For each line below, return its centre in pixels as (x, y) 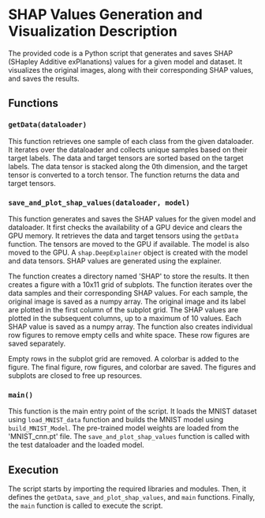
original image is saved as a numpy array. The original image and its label (127, 301)
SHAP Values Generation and (105, 15)
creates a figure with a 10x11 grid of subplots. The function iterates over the (131, 284)
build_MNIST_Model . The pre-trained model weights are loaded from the (123, 428)
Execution (34, 469)
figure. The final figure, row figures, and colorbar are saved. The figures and (132, 367)
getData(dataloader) (48, 125)
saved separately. (37, 343)
